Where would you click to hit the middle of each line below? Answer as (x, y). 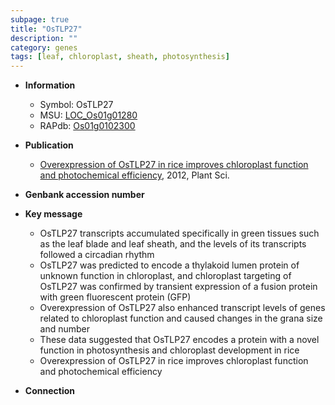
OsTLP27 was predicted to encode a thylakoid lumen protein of (169, 265)
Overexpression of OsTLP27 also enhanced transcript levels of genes (182, 308)
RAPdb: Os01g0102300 (87, 126)
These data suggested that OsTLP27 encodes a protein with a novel (179, 340)
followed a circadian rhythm (97, 255)
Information (50, 85)
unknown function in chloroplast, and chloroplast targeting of (165, 276)
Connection (49, 391)
